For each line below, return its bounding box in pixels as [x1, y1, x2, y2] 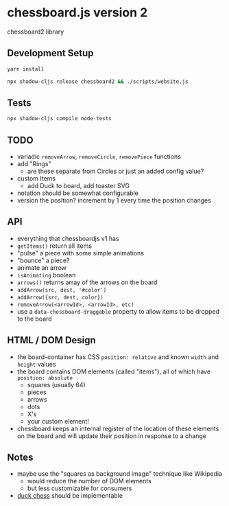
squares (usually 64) [27, 380, 86, 389]
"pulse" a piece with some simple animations [16, 249, 144, 257]
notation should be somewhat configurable [16, 189, 138, 197]
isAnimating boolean [16, 271, 76, 279]
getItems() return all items [16, 242, 93, 250]
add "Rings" [16, 160, 51, 168]
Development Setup [7, 47, 94, 59]
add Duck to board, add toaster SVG [27, 182, 130, 189]
